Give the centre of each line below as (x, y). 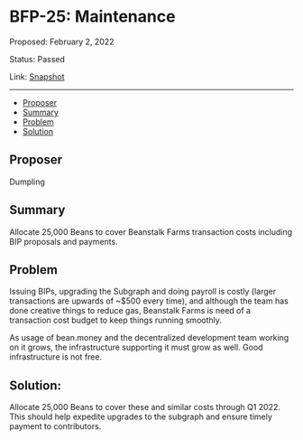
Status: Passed (37, 59)
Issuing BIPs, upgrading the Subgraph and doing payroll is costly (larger (143, 292)
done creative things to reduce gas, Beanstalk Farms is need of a (130, 311)
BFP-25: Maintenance (92, 17)
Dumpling (27, 182)
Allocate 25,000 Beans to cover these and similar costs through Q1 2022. (145, 407)
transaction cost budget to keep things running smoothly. (116, 320)
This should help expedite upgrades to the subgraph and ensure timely (141, 417)
